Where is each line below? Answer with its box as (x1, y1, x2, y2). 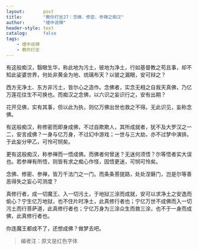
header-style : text (6, 25, 54, 31)
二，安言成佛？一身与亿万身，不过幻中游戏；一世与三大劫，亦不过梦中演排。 (6, 131, 192, 138)
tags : (6, 36, 19, 42)
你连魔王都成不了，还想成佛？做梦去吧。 (6, 225, 104, 232)
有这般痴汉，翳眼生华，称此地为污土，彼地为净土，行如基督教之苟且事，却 (6, 64, 187, 71)
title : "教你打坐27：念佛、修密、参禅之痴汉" (6, 14, 124, 20)
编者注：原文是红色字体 (20, 237, 78, 244)
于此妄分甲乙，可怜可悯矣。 (6, 138, 74, 145)
